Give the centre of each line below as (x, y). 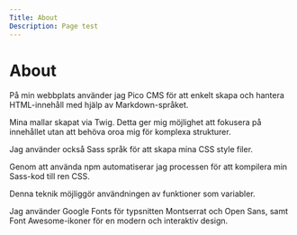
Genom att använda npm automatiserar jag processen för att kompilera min (148, 167)
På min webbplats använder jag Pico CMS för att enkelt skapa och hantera (147, 95)
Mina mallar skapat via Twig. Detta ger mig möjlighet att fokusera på (135, 122)
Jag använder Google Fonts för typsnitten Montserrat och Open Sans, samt (149, 212)
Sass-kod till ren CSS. (49, 176)
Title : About (34, 18)
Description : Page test (54, 26)
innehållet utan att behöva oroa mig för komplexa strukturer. (120, 132)
